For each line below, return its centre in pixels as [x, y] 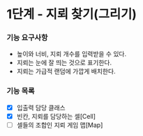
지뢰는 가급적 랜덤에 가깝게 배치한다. [66, 71]
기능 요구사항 [27, 37]
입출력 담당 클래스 [41, 108]
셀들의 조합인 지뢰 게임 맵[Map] [60, 125]
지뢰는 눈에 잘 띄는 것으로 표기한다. [64, 62]
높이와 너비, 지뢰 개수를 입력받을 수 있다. [71, 54]
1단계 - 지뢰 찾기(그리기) [72, 14]
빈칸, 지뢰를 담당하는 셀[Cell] [56, 116]
